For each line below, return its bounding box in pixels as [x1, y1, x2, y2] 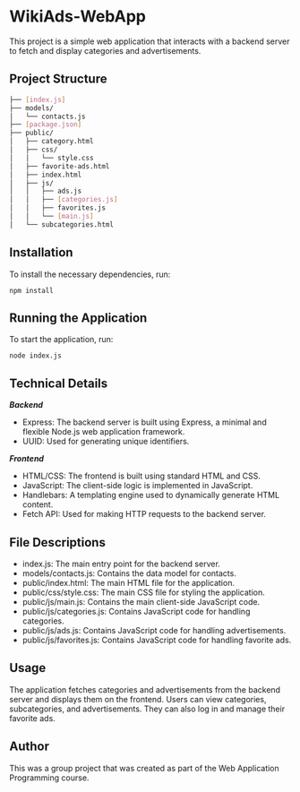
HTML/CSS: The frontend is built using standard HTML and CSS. [21, 470, 261, 481]
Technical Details [9, 375, 108, 391]
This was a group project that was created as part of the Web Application [9, 762, 279, 773]
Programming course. [9, 772, 90, 783]
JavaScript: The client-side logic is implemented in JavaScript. [21, 480, 253, 491]
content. [21, 499, 54, 510]
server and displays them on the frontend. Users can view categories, [9, 693, 267, 704]
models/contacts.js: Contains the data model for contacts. [21, 568, 237, 579]
